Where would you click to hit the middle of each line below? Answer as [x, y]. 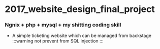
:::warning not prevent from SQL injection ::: [58, 41]
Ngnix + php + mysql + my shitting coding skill [63, 25]
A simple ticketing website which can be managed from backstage [82, 35]
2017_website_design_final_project [80, 9]
